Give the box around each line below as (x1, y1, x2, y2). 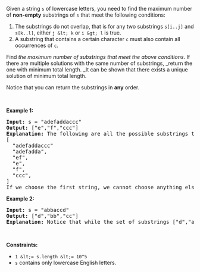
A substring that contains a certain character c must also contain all (14, 36, 180, 42)
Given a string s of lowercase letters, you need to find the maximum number (6, 5, 192, 12)
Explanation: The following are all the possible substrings (6, 130, 189, 137)
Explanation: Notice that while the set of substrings (6, 218, 170, 225)
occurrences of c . (14, 42, 58, 49)
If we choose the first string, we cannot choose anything (6, 184, 183, 190)
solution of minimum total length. (6, 73, 87, 79)
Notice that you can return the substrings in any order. (6, 84, 140, 91)
